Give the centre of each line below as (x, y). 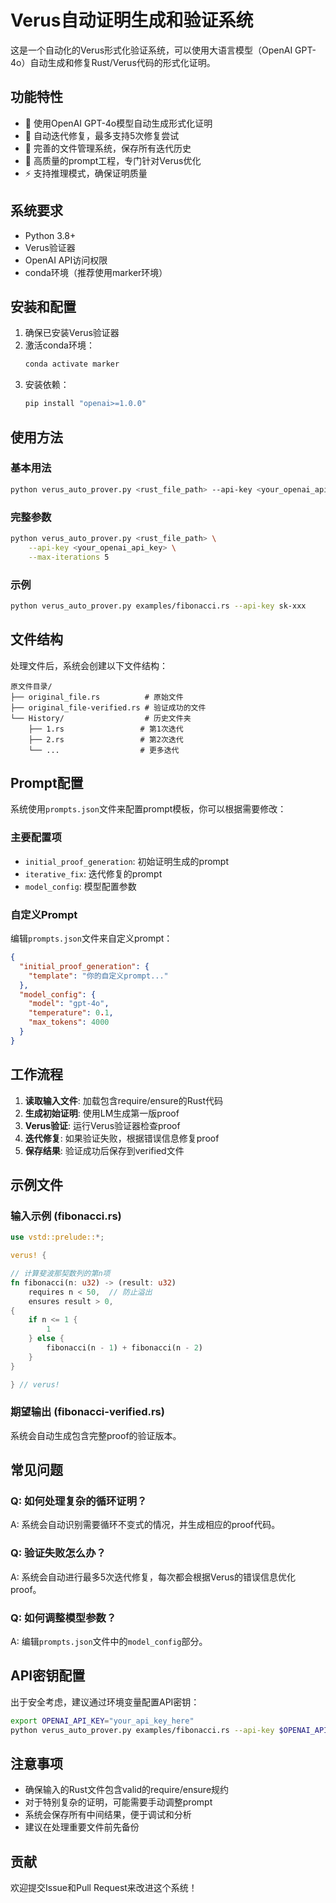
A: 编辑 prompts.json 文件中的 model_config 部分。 (109, 1642)
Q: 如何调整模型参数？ (63, 1618)
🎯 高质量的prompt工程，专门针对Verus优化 (113, 160)
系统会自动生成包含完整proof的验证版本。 (96, 1435)
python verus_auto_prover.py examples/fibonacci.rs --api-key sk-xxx (158, 606)
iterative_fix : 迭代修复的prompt (93, 873)
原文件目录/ (31, 686)
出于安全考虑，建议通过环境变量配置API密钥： (105, 1702)
